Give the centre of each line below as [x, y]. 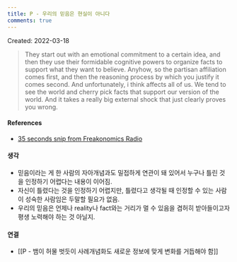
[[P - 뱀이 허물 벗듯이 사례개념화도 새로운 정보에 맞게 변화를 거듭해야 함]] [118, 251]
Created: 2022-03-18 [38, 40]
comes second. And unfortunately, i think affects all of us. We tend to [125, 84]
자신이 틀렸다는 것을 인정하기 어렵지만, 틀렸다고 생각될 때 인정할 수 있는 [116, 190]
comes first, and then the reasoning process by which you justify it [122, 77]
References [25, 123]
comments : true [30, 20]
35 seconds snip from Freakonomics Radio [80, 138]
